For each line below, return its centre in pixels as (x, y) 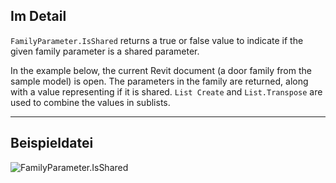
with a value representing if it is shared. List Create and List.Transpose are (166, 91)
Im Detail (38, 16)
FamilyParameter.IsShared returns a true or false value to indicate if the (157, 40)
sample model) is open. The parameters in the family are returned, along (159, 81)
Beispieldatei (52, 143)
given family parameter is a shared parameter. (105, 51)
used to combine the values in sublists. (90, 102)
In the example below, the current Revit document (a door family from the (161, 70)
